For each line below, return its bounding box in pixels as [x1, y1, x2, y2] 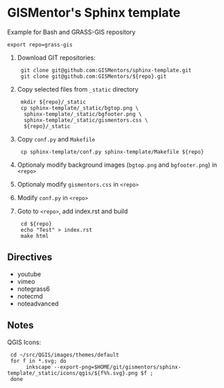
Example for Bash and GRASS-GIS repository [7, 28, 136, 36]
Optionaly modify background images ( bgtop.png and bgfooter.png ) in [17, 160, 217, 169]
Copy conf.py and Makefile [17, 135, 96, 143]
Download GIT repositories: [17, 53, 96, 62]
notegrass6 [17, 285, 51, 293]
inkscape [25, 363, 51, 371]
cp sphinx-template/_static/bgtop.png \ [20, 104, 139, 112]
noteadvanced [17, 299, 59, 307]
